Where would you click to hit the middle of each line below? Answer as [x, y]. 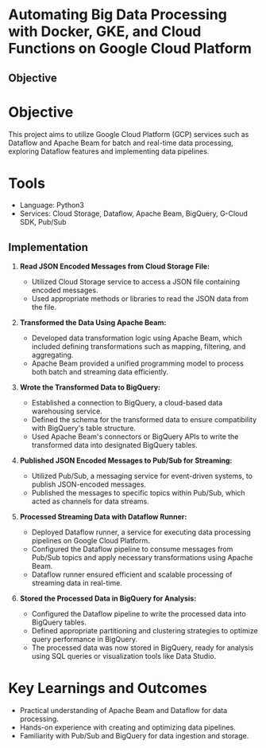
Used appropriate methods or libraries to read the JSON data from [140, 299]
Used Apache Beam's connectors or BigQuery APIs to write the [135, 437]
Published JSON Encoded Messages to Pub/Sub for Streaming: [126, 460]
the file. [44, 307]
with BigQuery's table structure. [84, 429]
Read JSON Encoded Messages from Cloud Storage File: [115, 266]
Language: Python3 [52, 206]
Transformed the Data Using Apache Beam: [93, 323]
